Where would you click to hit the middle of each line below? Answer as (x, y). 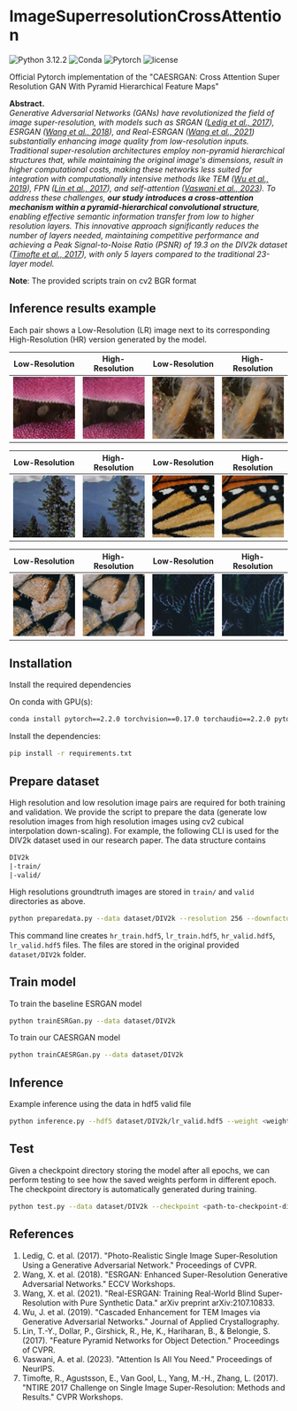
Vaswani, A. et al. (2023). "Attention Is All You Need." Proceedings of (147, 1359)
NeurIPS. (38, 1368)
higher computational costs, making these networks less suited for (131, 169)
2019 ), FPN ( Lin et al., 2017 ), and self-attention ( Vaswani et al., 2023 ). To (142, 188)
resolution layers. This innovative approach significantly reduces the (134, 226)
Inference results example (83, 309)
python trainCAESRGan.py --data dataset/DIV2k (96, 1055)
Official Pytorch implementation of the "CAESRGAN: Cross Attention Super (145, 76)
